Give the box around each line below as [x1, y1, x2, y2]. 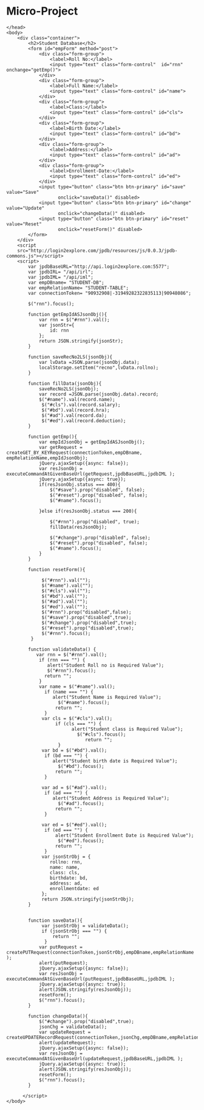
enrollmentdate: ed [49, 885, 99, 891]
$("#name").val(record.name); [38, 396, 115, 402]
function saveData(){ [28, 917, 83, 923]
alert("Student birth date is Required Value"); [52, 758, 178, 764]
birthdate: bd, [49, 875, 88, 881]
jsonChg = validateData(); [38, 1024, 107, 1030]
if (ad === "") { [44, 790, 88, 796]
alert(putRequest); [38, 960, 88, 966]
